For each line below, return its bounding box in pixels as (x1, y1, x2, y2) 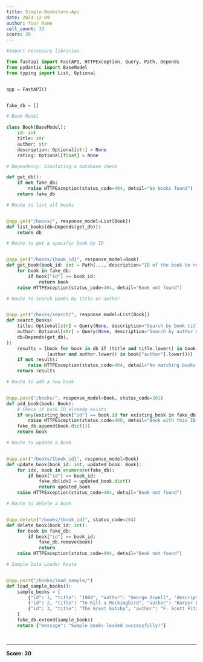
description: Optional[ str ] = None (17, 146, 107, 153)
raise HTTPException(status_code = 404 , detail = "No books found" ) (28, 186, 193, 192)
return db (17, 229, 42, 236)
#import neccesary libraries (6, 48, 80, 54)
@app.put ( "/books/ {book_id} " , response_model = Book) (6, 456, 139, 462)
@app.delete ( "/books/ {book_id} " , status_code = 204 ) (6, 516, 137, 523)
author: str (17, 141, 47, 147)
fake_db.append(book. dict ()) (17, 423, 91, 429)
